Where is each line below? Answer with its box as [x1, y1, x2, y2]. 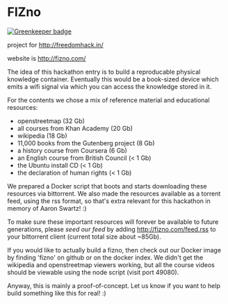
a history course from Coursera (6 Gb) [17, 146, 127, 154]
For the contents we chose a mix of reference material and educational [7, 95, 210, 104]
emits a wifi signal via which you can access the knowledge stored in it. [7, 82, 212, 90]
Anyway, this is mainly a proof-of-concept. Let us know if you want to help [7, 281, 220, 289]
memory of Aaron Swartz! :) [7, 204, 87, 212]
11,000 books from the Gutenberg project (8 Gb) [17, 138, 155, 147]
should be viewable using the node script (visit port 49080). [7, 268, 179, 276]
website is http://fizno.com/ [7, 54, 86, 63]
